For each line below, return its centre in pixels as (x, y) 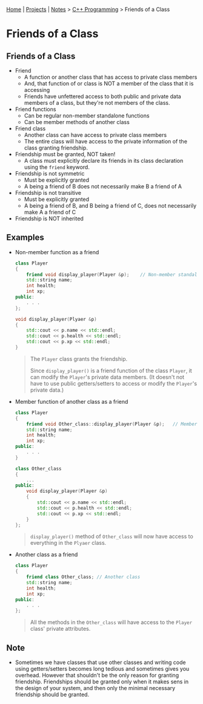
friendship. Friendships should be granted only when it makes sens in (102, 682)
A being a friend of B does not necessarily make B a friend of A (103, 186)
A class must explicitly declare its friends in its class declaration (104, 161)
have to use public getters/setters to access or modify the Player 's (114, 383)
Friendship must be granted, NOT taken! (65, 154)
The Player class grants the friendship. (79, 359)
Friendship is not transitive (48, 193)
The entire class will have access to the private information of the (106, 141)
